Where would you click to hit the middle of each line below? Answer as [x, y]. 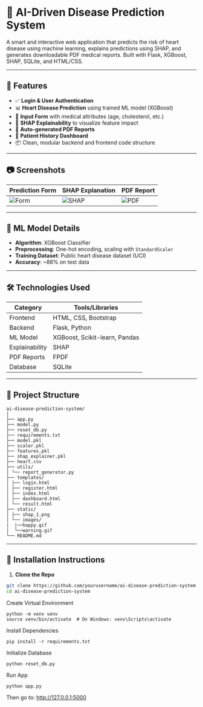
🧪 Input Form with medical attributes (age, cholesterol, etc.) [89, 116]
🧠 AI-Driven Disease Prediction [85, 12]
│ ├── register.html [32, 488]
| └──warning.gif [29, 530]
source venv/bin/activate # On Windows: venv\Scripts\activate [89, 619]
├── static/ [21, 509]
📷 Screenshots [36, 170]
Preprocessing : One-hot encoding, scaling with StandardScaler [94, 249]
